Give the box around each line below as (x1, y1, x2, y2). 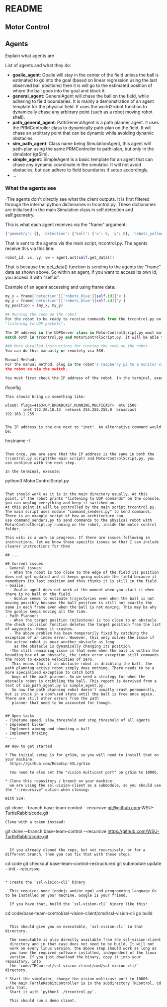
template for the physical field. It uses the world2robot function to (12, 104, 147, 110)
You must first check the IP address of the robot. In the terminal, (5, 376, 153, 381)
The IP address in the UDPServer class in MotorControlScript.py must (5, 330, 155, 335)
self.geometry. (5, 212, 35, 218)
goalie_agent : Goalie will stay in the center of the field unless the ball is (12, 72, 159, 78)
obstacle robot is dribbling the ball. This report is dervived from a (5, 679, 157, 684)
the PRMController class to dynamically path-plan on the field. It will (12, 125, 152, 131)
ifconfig (5, 385, 21, 390)
